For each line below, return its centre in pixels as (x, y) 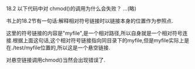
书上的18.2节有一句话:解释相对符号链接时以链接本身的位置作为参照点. (90, 21)
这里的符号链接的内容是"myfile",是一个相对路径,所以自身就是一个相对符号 (95, 33)
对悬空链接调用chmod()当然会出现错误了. (56, 60)
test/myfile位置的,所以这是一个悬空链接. (62, 48)
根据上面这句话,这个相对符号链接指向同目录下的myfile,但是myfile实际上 (98, 40)
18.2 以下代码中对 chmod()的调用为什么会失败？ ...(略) (71, 8)
